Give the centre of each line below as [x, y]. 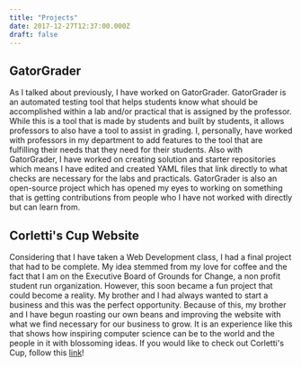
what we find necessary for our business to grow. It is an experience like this [151, 324]
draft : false [34, 34]
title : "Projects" [44, 18]
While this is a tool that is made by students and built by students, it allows [147, 121]
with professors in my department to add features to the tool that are [136, 140]
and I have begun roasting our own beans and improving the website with [145, 314]
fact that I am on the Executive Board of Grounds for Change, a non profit [145, 276]
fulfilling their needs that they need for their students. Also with [126, 150]
